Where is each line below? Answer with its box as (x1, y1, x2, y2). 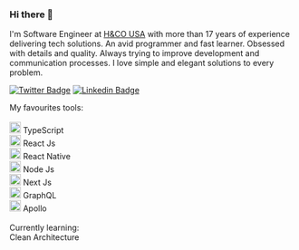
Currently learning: (9, 222, 80, 234)
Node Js (22, 164, 54, 175)
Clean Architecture (9, 232, 80, 243)
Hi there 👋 (9, 8, 54, 21)
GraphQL (22, 190, 57, 201)
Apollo (22, 203, 47, 214)
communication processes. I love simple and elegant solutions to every (9, 58, 275, 69)
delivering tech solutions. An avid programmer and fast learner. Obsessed (9, 38, 285, 49)
